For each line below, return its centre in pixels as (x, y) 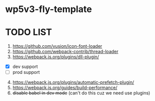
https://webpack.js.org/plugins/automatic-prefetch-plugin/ (73, 82)
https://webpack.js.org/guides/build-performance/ (65, 88)
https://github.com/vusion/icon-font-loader (57, 46)
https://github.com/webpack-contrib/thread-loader (65, 52)
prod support (26, 72)
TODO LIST (29, 32)
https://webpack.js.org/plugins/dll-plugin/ (56, 57)
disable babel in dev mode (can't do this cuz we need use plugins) (81, 93)
